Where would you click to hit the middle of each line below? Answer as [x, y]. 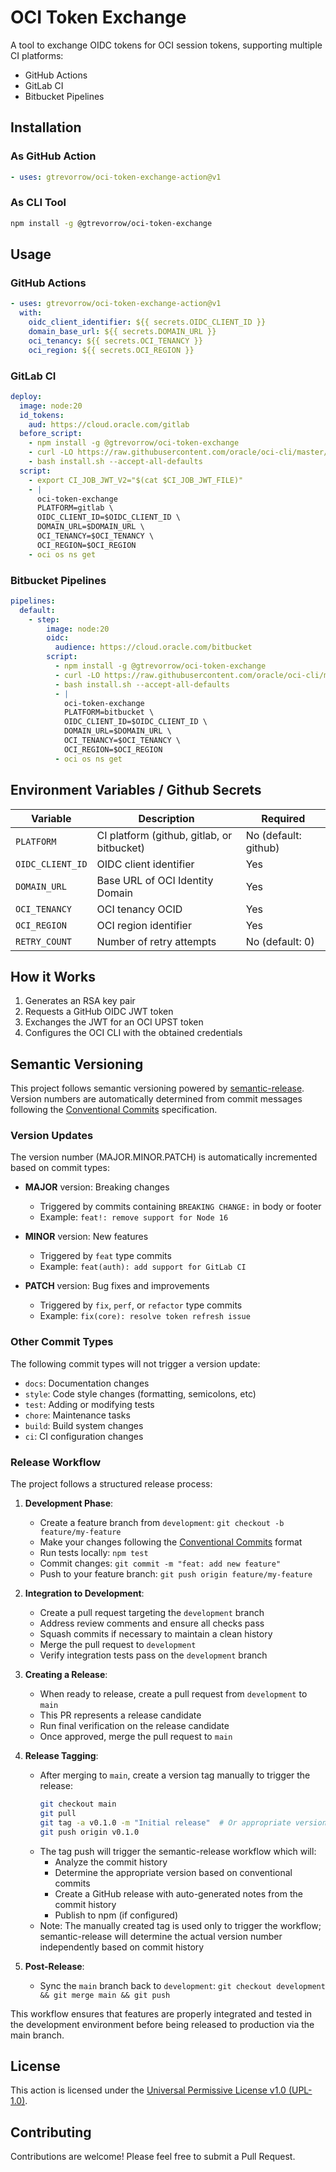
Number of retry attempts [156, 941]
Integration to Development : [84, 1593]
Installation [46, 127]
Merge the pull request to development [118, 1645]
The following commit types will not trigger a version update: [135, 1363]
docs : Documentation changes [87, 1383]
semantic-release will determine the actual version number [161, 1936]
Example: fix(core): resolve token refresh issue [145, 1316]
